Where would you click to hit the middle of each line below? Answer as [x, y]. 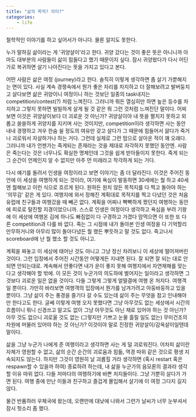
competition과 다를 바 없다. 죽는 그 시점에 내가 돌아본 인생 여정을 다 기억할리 [99, 224]
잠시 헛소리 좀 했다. [28, 408]
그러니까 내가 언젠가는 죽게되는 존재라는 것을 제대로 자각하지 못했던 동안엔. [91, 146]
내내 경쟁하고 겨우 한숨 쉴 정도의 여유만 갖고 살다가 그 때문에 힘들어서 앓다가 [93, 131]
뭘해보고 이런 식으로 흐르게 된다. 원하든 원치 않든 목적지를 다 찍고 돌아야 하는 [99, 187]
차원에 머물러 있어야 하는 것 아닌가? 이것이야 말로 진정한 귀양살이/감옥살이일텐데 [97, 325]
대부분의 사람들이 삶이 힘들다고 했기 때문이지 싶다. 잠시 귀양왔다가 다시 [97, 60]
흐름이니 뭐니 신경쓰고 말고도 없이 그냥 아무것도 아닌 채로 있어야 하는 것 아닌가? [96, 310]
